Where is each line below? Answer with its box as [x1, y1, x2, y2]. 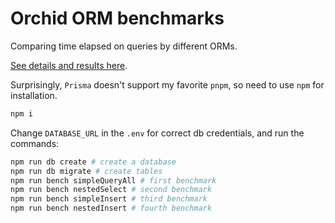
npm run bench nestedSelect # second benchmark [10, 185, 213, 195]
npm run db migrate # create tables [10, 166, 163, 176]
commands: [10, 137, 60, 149]
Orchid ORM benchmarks [10, 7, 225, 30]
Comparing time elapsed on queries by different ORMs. [10, 40, 238, 52]
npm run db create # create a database [10, 157, 177, 167]
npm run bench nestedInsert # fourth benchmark [10, 203, 213, 214]
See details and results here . [10, 59, 128, 71]
